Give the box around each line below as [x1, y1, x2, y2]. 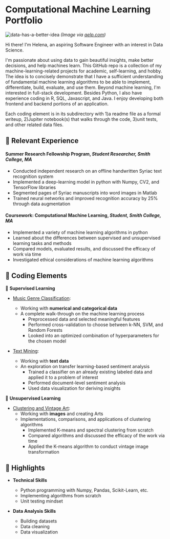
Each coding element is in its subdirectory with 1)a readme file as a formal [5, 111, 161, 117]
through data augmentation [12, 201, 71, 207]
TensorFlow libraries [12, 184, 56, 190]
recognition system [12, 173, 54, 179]
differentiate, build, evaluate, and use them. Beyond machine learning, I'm [5, 84, 161, 91]
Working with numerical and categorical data [20, 305, 118, 311]
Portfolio [5, 14, 43, 26]
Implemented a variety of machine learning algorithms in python [12, 229, 148, 235]
